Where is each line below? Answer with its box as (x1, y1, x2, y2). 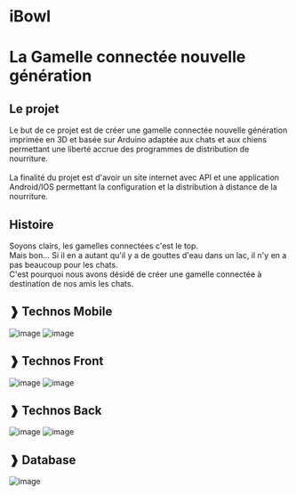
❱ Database (9, 452, 76, 467)
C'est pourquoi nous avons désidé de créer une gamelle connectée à (9, 269, 262, 280)
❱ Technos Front (9, 353, 104, 369)
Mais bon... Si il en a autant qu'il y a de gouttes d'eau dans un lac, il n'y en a (9, 250, 287, 260)
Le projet (9, 101, 60, 117)
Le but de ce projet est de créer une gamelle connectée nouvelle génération (9, 125, 288, 135)
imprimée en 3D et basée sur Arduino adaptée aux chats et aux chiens (9, 134, 268, 145)
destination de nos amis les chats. (9, 279, 134, 288)
